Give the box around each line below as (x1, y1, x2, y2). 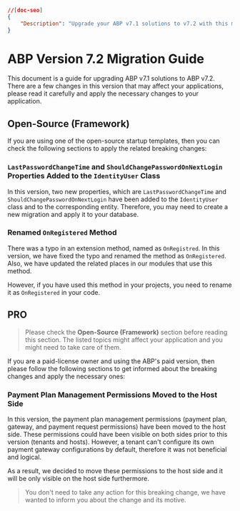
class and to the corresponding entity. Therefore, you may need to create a (7, 202, 229, 211)
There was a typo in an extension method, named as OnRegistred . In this (7, 243, 220, 253)
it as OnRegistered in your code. (7, 288, 101, 296)
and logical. (7, 452, 41, 461)
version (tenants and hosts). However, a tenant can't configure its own (7, 437, 214, 446)
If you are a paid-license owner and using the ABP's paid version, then (7, 357, 215, 365)
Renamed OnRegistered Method (7, 228, 117, 238)
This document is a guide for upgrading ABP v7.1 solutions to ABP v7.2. (7, 74, 216, 83)
